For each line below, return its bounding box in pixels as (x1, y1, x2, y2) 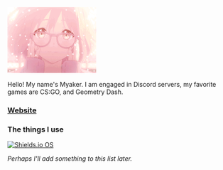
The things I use (7, 124, 64, 134)
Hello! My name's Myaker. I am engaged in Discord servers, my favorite (7, 80, 217, 88)
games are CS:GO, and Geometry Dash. (7, 87, 124, 96)
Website (7, 105, 37, 115)
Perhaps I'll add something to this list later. (7, 154, 133, 163)
